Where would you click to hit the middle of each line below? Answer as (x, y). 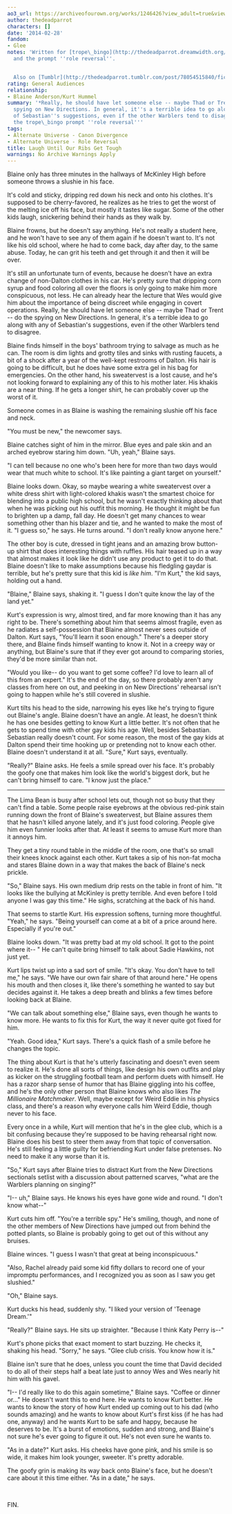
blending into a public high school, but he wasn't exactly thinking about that (115, 501)
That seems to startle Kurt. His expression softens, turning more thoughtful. (115, 914)
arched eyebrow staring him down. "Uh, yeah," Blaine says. (91, 452)
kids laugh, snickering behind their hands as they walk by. (89, 217)
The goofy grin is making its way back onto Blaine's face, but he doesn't (110, 1471)
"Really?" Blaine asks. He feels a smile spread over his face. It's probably (111, 765)
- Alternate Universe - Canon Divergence (68, 135)
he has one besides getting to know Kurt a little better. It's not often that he (114, 723)
